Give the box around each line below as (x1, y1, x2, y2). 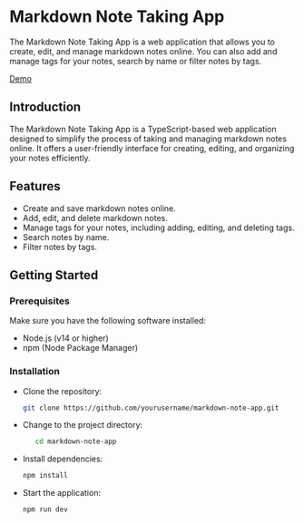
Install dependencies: (22, 453, 103, 464)
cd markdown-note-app (34, 437, 117, 446)
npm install (22, 471, 68, 480)
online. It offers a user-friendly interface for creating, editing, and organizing (9, 142, 295, 153)
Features (9, 179, 61, 194)
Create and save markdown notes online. (22, 202, 177, 214)
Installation (9, 365, 61, 378)
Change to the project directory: (22, 420, 143, 431)
